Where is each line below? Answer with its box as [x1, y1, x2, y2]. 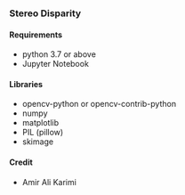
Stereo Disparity [9, 7, 82, 20]
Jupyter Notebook [21, 59, 89, 69]
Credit [9, 157, 33, 167]
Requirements [9, 29, 63, 40]
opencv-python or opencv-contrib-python [21, 99, 176, 110]
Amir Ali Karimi [21, 176, 77, 187]
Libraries [9, 78, 43, 89]
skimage [21, 136, 54, 147]
